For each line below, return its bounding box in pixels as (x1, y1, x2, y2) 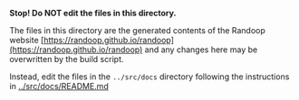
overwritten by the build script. (9, 54, 124, 64)
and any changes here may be (144, 44, 258, 55)
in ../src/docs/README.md (9, 81, 109, 91)
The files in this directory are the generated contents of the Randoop (9, 25, 265, 35)
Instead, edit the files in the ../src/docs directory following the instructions (9, 71, 290, 82)
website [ (9, 35, 44, 45)
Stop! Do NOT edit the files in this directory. (9, 8, 177, 18)
